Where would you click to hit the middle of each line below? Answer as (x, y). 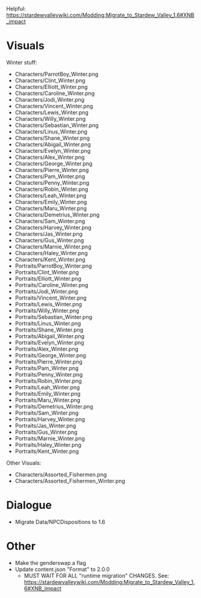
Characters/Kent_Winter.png (50, 259)
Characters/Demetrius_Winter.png (57, 214)
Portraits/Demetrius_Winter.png (54, 406)
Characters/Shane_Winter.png (52, 138)
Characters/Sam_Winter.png (50, 221)
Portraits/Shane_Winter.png (49, 330)
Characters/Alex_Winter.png (50, 157)
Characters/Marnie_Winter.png (53, 247)
